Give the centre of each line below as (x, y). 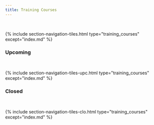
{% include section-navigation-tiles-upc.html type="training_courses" (77, 73)
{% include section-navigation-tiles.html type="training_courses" (72, 34)
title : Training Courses (31, 10)
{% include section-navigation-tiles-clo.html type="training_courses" (76, 112)
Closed (14, 91)
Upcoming (18, 52)
